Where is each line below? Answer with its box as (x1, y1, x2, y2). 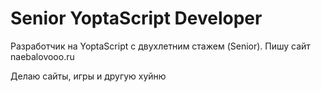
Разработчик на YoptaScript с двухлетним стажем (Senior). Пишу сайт (10, 40, 311, 52)
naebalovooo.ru (10, 50, 75, 62)
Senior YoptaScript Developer (10, 7, 263, 30)
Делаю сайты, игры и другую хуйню (10, 70, 167, 82)
